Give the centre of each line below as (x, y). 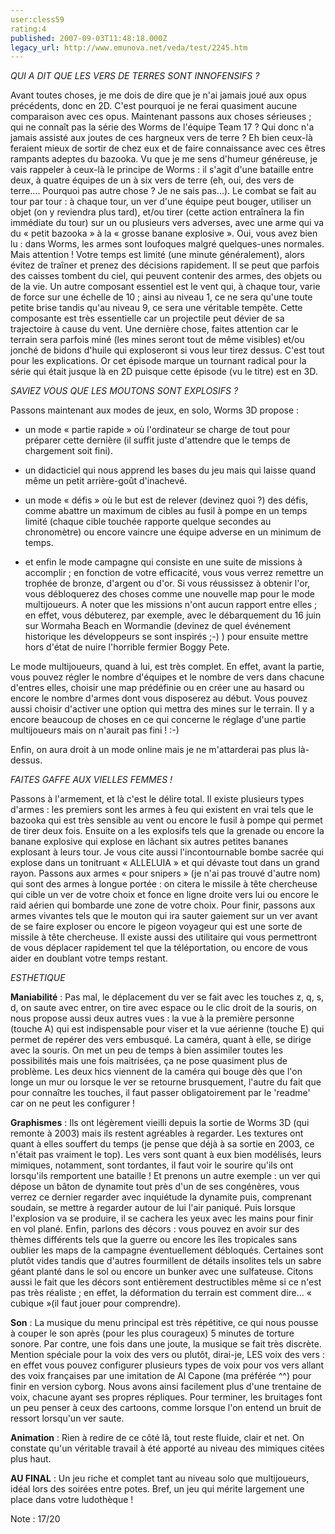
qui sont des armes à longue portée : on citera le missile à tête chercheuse (164, 884)
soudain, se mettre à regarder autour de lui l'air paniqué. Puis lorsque (153, 1208)
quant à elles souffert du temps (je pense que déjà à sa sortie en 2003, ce (162, 1144)
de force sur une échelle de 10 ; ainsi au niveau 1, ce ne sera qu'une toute (161, 297)
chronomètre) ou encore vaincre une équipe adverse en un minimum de (173, 532)
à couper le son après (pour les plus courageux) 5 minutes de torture (152, 1333)
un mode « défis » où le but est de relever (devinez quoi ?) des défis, (166, 500)
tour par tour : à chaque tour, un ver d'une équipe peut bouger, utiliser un (161, 202)
